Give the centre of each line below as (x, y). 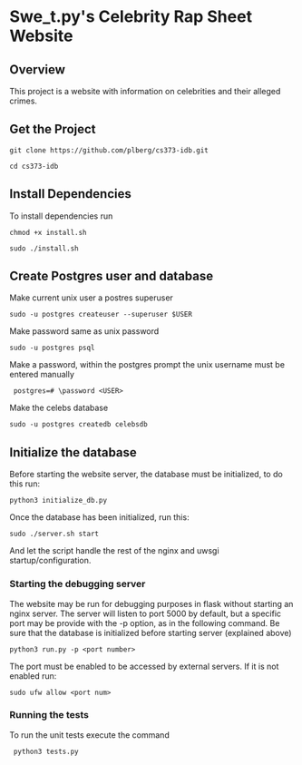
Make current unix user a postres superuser (92, 298)
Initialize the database (73, 452)
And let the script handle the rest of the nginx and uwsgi (114, 551)
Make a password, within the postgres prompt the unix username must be (147, 365)
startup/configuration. (50, 561)
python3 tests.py (46, 751)
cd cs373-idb (34, 166)
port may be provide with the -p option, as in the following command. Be (145, 623)
